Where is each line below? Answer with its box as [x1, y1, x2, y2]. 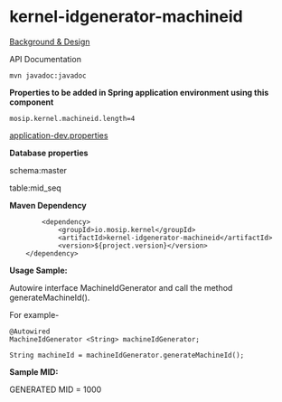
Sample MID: [9, 366, 59, 377]
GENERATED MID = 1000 [9, 384, 102, 395]
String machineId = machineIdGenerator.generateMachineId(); [9, 351, 245, 360]
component [9, 97, 54, 108]
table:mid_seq [9, 182, 61, 193]
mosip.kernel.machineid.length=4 [9, 114, 136, 123]
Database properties [9, 147, 89, 158]
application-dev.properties [9, 129, 108, 141]
